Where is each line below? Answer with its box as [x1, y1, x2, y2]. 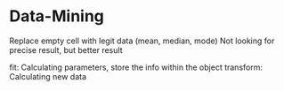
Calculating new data [9, 71, 87, 81]
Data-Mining [9, 6, 105, 27]
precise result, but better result [9, 44, 123, 55]
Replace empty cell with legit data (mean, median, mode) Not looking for [9, 35, 275, 46]
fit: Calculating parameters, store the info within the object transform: [9, 62, 263, 72]
